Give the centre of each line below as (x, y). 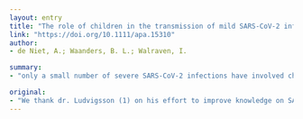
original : (28, 92)
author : (24, 43)
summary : (26, 68)
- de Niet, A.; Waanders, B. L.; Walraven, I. (98, 51)
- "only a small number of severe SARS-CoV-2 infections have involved (147, 76)
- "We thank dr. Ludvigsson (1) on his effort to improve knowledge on (147, 100)
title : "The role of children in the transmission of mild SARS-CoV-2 (145, 26)
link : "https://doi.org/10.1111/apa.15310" (92, 34)
